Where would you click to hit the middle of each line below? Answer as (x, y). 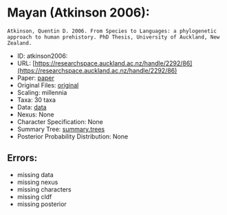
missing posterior (42, 204)
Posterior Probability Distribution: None (73, 136)
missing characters (44, 189)
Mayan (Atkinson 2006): (78, 13)
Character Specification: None (60, 121)
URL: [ (26, 63)
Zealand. (20, 43)
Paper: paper (36, 78)
